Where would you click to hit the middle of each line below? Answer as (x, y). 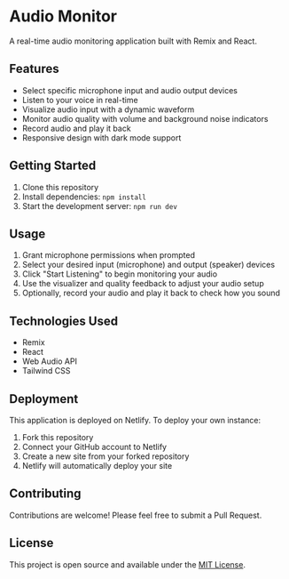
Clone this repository (60, 187)
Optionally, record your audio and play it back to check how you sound (151, 293)
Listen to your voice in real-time (80, 100)
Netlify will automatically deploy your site (97, 466)
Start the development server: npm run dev (99, 205)
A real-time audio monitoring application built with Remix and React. (133, 41)
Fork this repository (58, 437)
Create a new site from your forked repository (105, 456)
